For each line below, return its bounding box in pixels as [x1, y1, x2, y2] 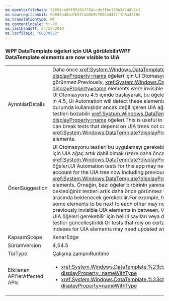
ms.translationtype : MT [5, 17, 55, 22]
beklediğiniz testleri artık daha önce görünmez [52, 188, 162, 195]
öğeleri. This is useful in [107, 116, 162, 124]
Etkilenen [8, 267, 30, 274]
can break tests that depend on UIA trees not [52, 123, 158, 130]
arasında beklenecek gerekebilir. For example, [52, 194, 160, 201]
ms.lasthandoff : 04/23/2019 [5, 26, 64, 31]
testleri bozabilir [52, 110, 91, 117]
